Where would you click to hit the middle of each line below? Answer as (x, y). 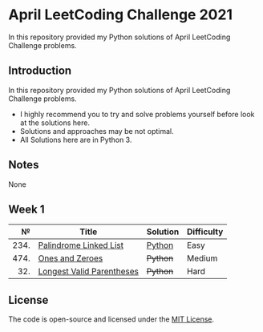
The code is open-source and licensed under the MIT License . (111, 319)
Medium (202, 258)
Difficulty (205, 232)
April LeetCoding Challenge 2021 (121, 15)
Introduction (40, 71)
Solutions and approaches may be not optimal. (97, 131)
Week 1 (26, 209)
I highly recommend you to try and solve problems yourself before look (137, 114)
